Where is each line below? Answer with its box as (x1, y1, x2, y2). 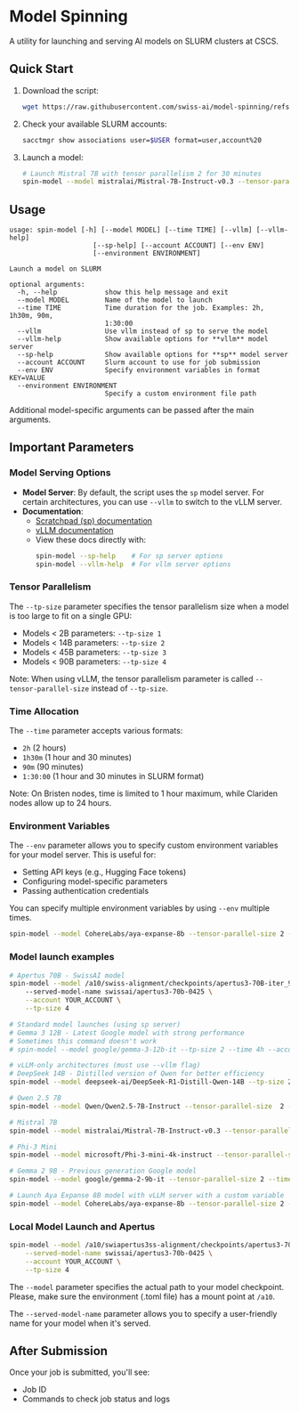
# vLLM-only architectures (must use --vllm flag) (9, 1061, 201, 1070)
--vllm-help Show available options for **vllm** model (17, 335, 269, 344)
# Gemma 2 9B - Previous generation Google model (9, 1166, 198, 1176)
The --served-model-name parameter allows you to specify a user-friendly (9, 1308, 278, 1319)
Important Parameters (9, 440, 134, 455)
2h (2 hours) (21, 743, 67, 753)
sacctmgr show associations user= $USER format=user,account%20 (21, 135, 263, 144)
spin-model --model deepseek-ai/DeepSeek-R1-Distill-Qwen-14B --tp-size (9, 1077, 285, 1087)
